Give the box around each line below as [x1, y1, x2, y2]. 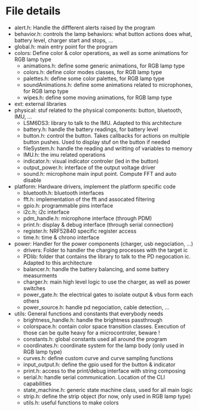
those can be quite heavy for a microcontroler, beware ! [23, 329, 160, 336]
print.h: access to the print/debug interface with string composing [23, 367, 186, 375]
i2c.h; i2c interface [23, 208, 70, 215]
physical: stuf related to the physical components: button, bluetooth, [14, 106, 183, 114]
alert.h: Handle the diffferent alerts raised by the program [14, 24, 155, 31]
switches [23, 284, 46, 291]
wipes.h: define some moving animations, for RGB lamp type [23, 94, 173, 101]
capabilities [23, 380, 52, 387]
